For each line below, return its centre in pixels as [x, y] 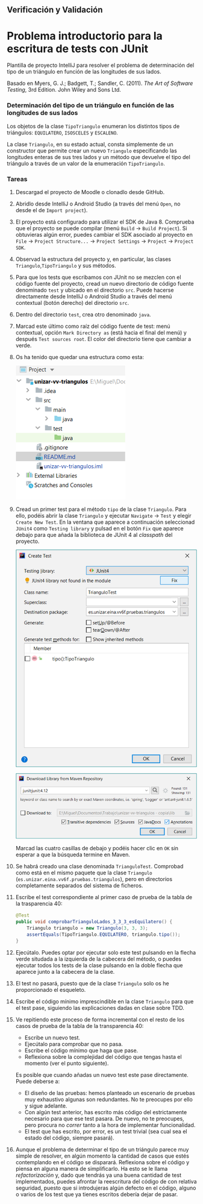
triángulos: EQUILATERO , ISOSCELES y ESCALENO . [62, 133]
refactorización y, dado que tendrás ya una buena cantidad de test [98, 1175]
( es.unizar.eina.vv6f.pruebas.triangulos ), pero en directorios [94, 879]
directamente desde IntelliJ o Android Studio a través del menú [94, 296]
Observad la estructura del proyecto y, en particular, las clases [93, 259]
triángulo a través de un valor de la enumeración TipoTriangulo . [86, 163]
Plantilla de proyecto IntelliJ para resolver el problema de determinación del [101, 65]
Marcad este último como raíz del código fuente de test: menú [93, 326]
